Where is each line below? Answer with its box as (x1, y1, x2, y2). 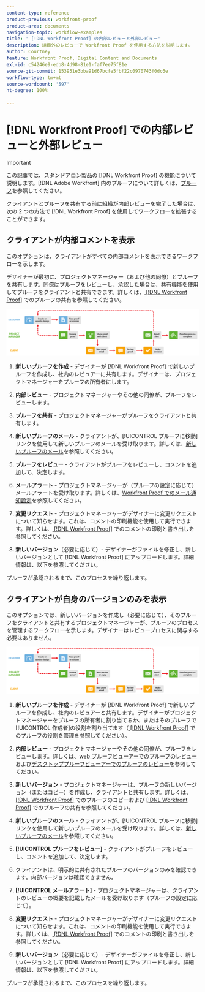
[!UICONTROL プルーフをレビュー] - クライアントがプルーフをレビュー (15, 845, 193, 852)
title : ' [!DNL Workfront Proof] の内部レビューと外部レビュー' (6, 36, 161, 42)
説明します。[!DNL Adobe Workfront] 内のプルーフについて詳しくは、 (6, 179, 181, 186)
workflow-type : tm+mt (6, 74, 62, 81)
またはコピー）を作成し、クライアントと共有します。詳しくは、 (31, 788, 192, 796)
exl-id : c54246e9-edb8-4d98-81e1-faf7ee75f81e (6, 61, 127, 67)
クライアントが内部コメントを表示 (6, 235, 135, 245)
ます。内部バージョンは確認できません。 (15, 873, 117, 880)
